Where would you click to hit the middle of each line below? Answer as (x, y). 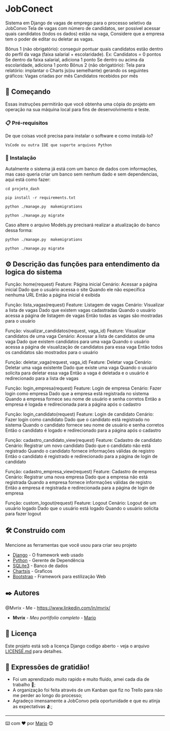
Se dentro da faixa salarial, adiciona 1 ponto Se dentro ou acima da (75, 59)
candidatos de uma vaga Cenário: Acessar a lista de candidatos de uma (80, 336)
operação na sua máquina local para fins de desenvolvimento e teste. (78, 109)
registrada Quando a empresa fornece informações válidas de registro (78, 482)
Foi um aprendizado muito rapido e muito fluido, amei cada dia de (81, 679)
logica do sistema (34, 272)
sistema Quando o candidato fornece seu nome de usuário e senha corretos (85, 425)
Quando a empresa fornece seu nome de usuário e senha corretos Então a (83, 399)
